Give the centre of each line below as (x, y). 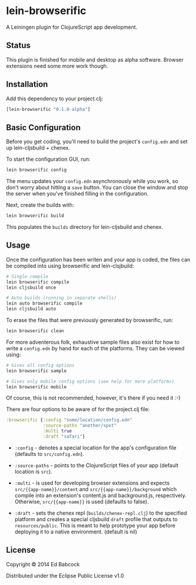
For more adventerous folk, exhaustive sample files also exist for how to (93, 342)
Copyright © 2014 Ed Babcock (43, 564)
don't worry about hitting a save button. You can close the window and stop (97, 187)
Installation (27, 84)
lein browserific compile (38, 282)
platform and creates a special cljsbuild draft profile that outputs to (96, 519)
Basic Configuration (43, 127)
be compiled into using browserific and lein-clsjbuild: (70, 266)
